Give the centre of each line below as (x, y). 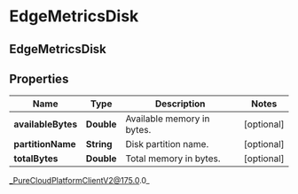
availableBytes (46, 124)
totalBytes (36, 159)
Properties (39, 78)
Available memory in (168, 119)
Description (180, 104)
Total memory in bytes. (173, 159)
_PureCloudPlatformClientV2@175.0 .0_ (79, 181)
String (99, 144)
